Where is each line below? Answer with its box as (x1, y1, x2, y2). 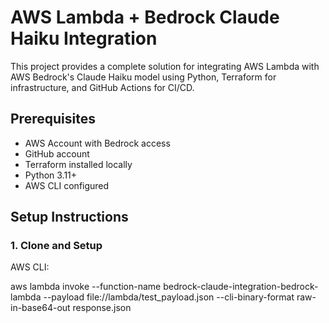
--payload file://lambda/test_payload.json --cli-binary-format (43, 291, 295, 303)
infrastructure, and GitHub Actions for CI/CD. (10, 81, 195, 93)
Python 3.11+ (24, 169, 78, 181)
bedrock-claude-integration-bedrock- (163, 281, 319, 293)
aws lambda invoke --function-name (10, 281, 162, 293)
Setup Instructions (10, 209, 129, 226)
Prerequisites (10, 111, 96, 128)
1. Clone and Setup (10, 239, 103, 253)
